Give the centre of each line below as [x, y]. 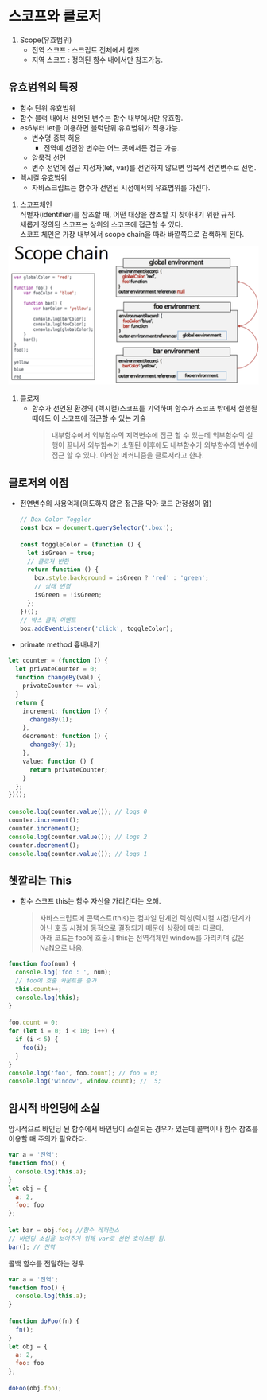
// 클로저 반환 [48, 562]
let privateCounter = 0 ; [56, 669]
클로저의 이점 [39, 482]
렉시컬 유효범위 [43, 177]
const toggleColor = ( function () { [80, 544]
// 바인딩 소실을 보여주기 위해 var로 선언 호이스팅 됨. [88, 1239]
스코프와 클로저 [55, 16]
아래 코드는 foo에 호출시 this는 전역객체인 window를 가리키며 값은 [142, 938]
